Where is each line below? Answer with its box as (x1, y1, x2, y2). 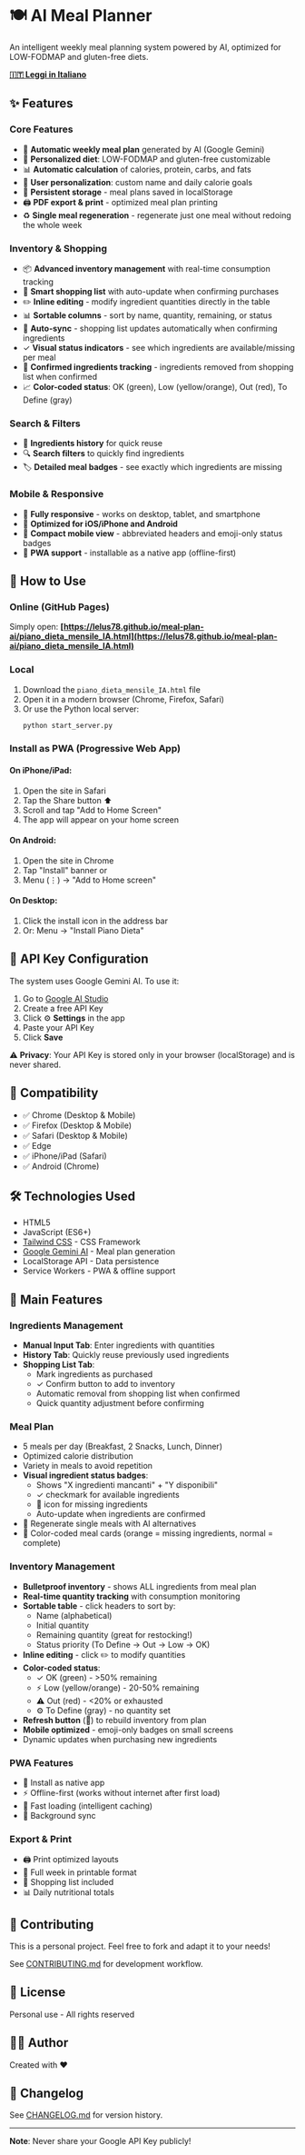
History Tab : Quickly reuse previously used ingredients (22, 1350, 230, 1361)
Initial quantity (35, 1620, 89, 1631)
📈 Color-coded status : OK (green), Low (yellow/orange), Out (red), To (22, 381, 288, 392)
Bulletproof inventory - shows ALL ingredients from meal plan (22, 1581, 257, 1591)
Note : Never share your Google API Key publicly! (9, 2136, 192, 2147)
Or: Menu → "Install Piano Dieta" (22, 924, 144, 935)
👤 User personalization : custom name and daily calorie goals (22, 176, 252, 187)
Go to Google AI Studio (22, 993, 109, 1003)
